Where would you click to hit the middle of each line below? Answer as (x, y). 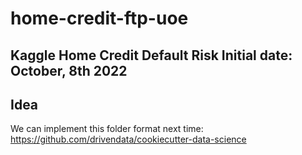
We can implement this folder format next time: (107, 129)
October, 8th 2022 (69, 70)
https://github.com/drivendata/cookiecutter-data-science (128, 139)
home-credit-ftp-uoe (99, 18)
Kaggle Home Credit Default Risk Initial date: (151, 55)
